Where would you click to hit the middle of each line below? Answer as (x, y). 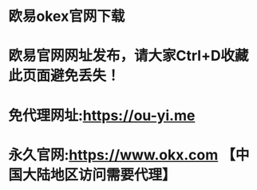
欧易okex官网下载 (67, 16)
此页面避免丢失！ (65, 76)
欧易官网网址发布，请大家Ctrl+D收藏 (128, 56)
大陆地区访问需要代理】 (100, 174)
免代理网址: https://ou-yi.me (102, 115)
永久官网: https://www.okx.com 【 (122, 154)
